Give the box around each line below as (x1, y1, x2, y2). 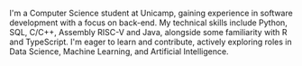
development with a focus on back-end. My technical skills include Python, (9, 17, 288, 28)
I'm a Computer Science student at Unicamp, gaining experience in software (9, 8, 293, 18)
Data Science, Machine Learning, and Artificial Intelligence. (9, 46, 229, 57)
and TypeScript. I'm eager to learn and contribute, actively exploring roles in (9, 36, 292, 47)
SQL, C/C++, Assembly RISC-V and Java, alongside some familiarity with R (9, 27, 288, 37)
